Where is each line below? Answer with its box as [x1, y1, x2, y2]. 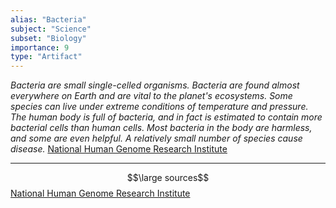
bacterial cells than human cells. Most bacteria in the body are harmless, [10, 122, 313, 134]
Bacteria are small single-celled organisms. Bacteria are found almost [10, 79, 300, 91]
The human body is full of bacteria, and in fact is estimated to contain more [10, 111, 323, 123]
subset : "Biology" [10, 33, 87, 43]
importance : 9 [10, 42, 70, 53]
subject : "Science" [10, 24, 92, 34]
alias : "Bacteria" [10, 14, 87, 25]
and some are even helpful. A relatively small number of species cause [10, 132, 303, 145]
